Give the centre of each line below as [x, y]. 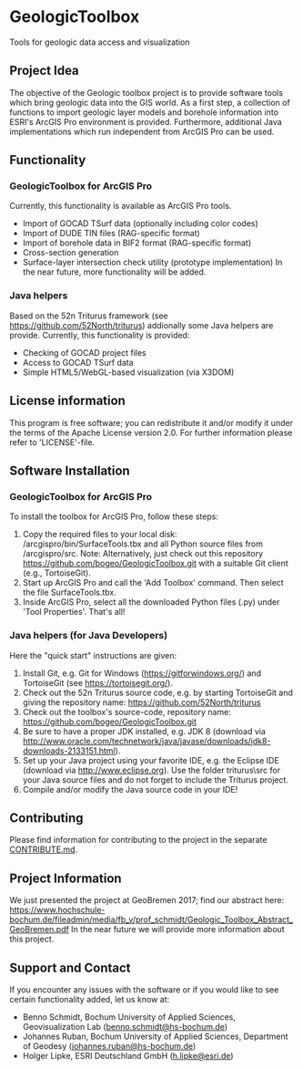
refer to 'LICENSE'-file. [52, 442]
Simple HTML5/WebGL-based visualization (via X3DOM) [128, 372]
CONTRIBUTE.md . [44, 849]
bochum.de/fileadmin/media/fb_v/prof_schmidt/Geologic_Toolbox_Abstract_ [151, 919]
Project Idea [44, 71]
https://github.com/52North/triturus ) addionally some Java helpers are [141, 325]
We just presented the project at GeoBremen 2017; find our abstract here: [147, 900]
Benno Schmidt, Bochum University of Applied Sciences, [129, 1017]
